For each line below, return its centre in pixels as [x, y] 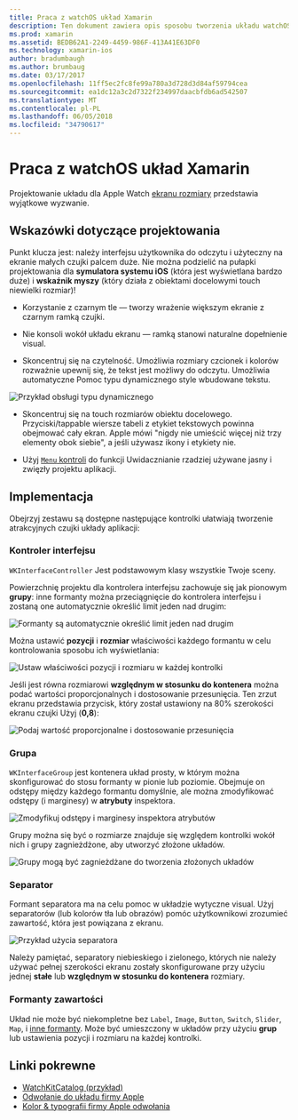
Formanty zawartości [56, 999]
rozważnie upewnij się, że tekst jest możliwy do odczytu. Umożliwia [146, 370]
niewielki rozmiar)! [43, 290]
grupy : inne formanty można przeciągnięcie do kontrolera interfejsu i [135, 596]
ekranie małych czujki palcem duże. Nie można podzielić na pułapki [133, 261]
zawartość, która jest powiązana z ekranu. [86, 923]
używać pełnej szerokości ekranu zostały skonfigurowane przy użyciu [137, 967]
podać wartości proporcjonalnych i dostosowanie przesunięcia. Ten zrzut [143, 693]
